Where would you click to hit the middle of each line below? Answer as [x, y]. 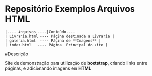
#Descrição [17, 54]
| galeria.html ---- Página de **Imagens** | [53, 40]
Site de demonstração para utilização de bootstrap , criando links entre [76, 63]
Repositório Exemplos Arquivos [70, 9]
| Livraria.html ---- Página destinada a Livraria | [60, 36]
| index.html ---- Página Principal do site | [57, 45]
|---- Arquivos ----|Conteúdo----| [41, 32]
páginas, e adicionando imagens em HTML [48, 68]
